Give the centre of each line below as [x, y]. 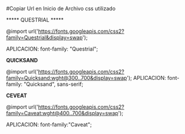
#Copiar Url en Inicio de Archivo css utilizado [61, 9]
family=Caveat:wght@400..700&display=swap [62, 113]
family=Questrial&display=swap [44, 37]
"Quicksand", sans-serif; [53, 84]
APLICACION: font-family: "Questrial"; [52, 49]
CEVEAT [17, 96]
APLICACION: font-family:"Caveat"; [49, 125]
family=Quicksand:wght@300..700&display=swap [67, 78]
